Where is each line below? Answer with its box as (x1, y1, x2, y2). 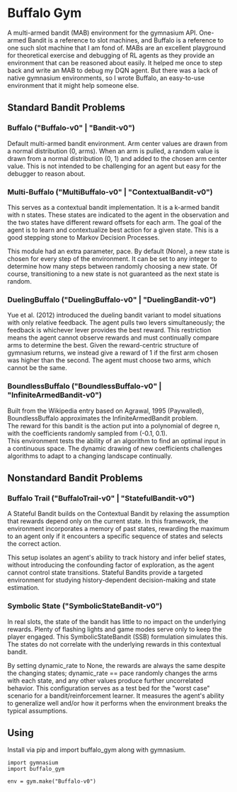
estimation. (7, 584, 40, 592)
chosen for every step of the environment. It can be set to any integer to (7, 254, 218, 263)
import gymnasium (7, 759, 59, 766)
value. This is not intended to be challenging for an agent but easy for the (7, 162, 221, 170)
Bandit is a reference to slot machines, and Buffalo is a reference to (28, 35, 224, 44)
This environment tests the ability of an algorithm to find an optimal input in (7, 436, 226, 445)
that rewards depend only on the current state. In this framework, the (7, 517, 209, 525)
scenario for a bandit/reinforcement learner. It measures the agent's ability (7, 691, 225, 700)
